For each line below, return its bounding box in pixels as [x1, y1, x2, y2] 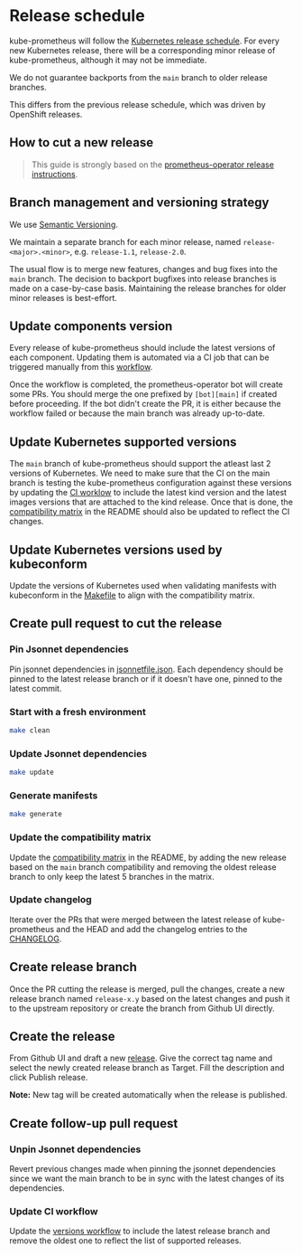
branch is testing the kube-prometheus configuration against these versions [9, 477, 292, 488]
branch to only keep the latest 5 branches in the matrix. [9, 871, 215, 882]
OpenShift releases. [9, 109, 83, 119]
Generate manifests [9, 788, 98, 801]
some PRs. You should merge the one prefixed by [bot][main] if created [9, 389, 278, 400]
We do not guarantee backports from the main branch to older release [9, 71, 268, 82]
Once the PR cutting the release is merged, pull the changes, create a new [9, 983, 286, 995]
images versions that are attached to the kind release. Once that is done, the [9, 496, 293, 507]
